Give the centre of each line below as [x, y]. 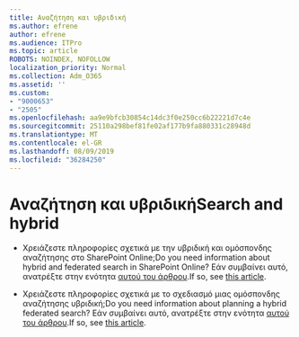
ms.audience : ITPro [46, 43]
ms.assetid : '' [38, 84]
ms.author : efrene [44, 26]
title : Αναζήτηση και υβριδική [68, 18]
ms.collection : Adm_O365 [56, 76]
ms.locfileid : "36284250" [57, 160]
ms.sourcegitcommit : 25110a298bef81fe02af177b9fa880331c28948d [130, 127]
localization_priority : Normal [68, 68]
